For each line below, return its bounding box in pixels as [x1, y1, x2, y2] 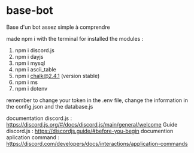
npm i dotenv [14, 85, 48, 92]
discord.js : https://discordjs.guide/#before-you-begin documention [6, 127, 174, 134]
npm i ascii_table [14, 65, 57, 73]
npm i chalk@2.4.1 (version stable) [14, 72, 100, 79]
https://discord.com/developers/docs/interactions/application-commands [6, 140, 188, 147]
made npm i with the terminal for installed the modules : [6, 35, 144, 42]
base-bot [6, 4, 53, 17]
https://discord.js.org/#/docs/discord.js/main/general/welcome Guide [6, 121, 178, 128]
